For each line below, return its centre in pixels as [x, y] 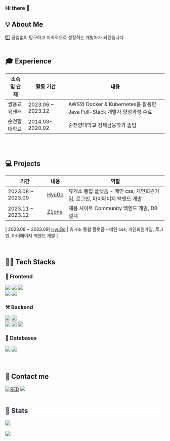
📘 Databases [21, 338]
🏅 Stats [17, 411]
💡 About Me [24, 25]
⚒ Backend [19, 307]
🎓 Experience [28, 61]
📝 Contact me [27, 377]
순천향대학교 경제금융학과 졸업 [102, 125]
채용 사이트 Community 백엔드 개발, [109, 209]
